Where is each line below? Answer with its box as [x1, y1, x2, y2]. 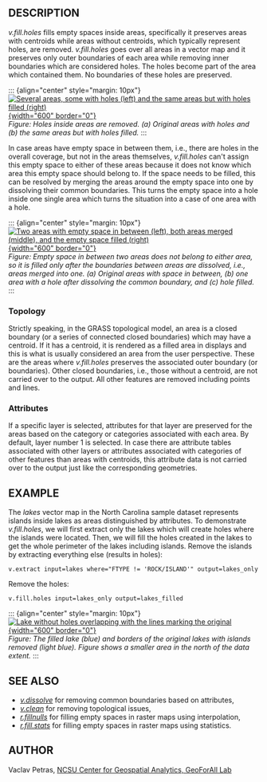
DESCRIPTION [8, 6, 80, 20]
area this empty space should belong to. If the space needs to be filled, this [8, 168, 257, 178]
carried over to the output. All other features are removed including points [8, 375, 251, 384]
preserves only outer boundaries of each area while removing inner [8, 53, 230, 62]
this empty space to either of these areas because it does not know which [8, 159, 252, 170]
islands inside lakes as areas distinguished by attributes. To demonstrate [8, 516, 247, 525]
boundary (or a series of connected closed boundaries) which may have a [8, 332, 251, 342]
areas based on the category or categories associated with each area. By [8, 430, 249, 439]
